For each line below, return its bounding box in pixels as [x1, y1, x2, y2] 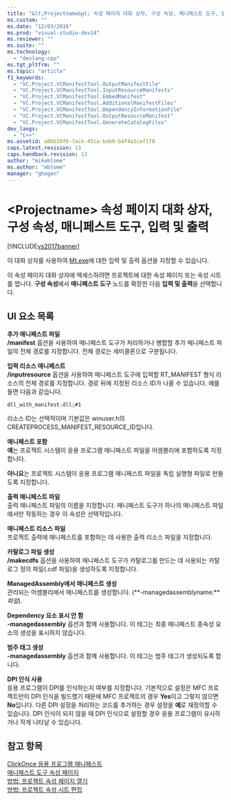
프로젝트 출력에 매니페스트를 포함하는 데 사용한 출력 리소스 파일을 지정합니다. [7, 533, 213, 541]
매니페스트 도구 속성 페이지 [7, 768, 79, 777]
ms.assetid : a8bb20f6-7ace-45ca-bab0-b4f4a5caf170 [7, 138, 155, 145]
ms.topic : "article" [7, 67, 67, 74]
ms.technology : [7, 49, 51, 56]
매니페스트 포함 [7, 438, 48, 446]
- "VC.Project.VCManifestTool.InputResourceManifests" [13, 87, 174, 94]
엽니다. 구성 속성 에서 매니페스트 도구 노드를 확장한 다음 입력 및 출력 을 [14, 280, 199, 288]
